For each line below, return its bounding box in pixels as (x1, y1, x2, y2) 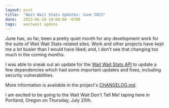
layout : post (5, 7, 33, 13)
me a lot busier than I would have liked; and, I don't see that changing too (5, 46, 159, 52)
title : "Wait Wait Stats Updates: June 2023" (5, 12, 106, 17)
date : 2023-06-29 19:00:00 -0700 (5, 17, 81, 22)
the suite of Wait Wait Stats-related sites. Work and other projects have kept (5, 41, 164, 47)
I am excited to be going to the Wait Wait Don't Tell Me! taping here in (5, 92, 150, 98)
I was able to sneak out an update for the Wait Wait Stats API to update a (5, 61, 157, 67)
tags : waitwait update (5, 21, 58, 27)
